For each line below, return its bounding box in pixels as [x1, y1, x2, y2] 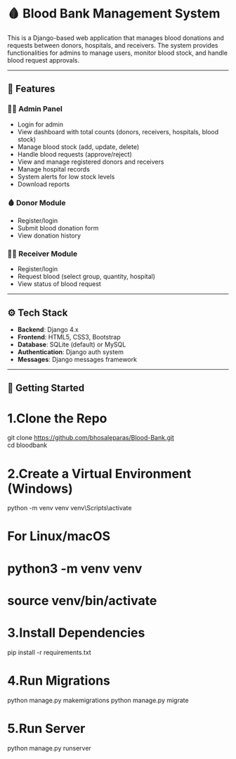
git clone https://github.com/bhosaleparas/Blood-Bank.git [7, 434, 174, 442]
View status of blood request [17, 280, 102, 288]
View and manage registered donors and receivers [17, 157, 164, 166]
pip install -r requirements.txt [7, 648, 91, 656]
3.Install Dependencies [7, 625, 145, 641]
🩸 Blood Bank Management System [7, 6, 221, 22]
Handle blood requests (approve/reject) [17, 150, 132, 158]
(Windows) [7, 481, 74, 496]
